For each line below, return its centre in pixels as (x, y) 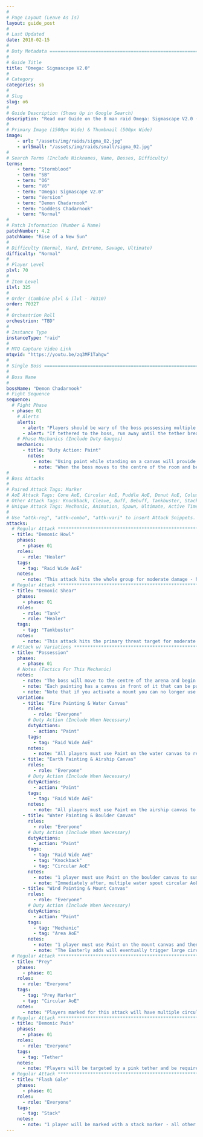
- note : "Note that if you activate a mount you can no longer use (109, 692)
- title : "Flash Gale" (40, 1080)
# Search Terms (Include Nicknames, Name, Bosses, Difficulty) (88, 158)
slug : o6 (17, 102)
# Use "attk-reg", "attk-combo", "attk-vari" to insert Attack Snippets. (101, 517)
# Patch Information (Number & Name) (54, 225)
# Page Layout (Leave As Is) (43, 18)
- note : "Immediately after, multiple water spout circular (110, 883)
